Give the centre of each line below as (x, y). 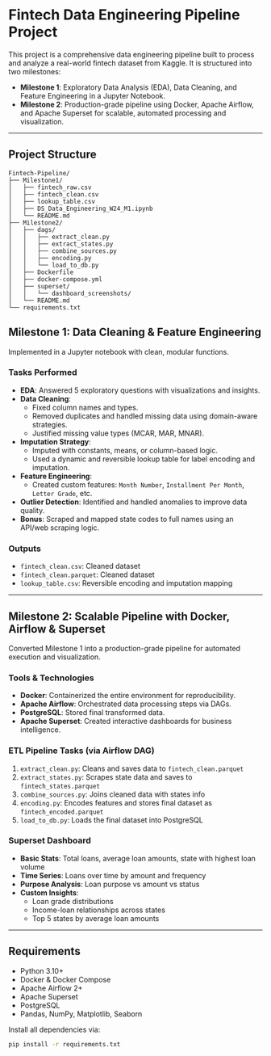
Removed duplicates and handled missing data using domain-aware (145, 416)
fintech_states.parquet (60, 786)
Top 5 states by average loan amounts (96, 918)
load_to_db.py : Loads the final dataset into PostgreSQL (111, 820)
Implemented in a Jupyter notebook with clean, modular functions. (119, 351)
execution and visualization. (54, 657)
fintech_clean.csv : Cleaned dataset (80, 566)
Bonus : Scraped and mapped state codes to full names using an (127, 519)
